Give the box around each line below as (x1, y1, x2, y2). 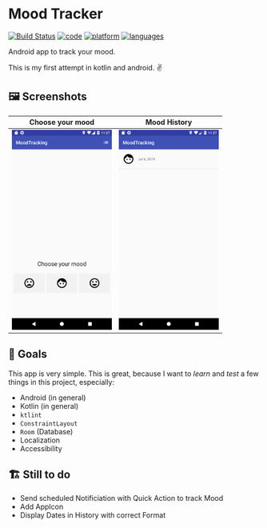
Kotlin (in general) (19, 401, 79, 410)
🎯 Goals (8, 347, 48, 361)
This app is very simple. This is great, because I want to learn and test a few (8, 369, 259, 378)
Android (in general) (19, 393, 86, 402)
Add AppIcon (19, 502, 64, 511)
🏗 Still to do (8, 468, 70, 482)
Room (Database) (19, 426, 74, 436)
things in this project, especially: (8, 377, 115, 386)
